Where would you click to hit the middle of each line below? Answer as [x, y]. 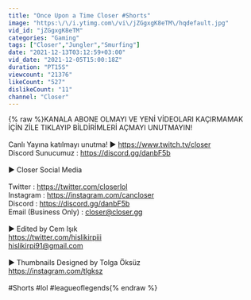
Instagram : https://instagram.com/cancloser [81, 195]
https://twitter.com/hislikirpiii [55, 237]
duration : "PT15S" [39, 67]
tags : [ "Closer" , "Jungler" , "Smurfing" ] [74, 45]
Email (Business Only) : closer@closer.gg [75, 212]
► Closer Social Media [45, 170]
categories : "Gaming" [44, 38]
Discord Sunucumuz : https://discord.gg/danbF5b [89, 153]
